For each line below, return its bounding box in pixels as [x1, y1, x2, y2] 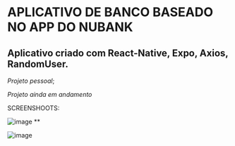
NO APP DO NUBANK [7, 19, 133, 35]
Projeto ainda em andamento [7, 91, 92, 98]
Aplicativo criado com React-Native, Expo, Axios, [7, 47, 229, 59]
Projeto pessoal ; [7, 77, 55, 85]
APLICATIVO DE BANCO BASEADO [7, 4, 214, 20]
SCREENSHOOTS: [7, 104, 60, 112]
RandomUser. [7, 58, 69, 70]
